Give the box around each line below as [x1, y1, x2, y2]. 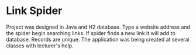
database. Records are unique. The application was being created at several [6, 36, 190, 43]
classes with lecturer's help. [6, 42, 74, 49]
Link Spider [6, 4, 63, 18]
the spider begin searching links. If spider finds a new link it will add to [6, 29, 176, 36]
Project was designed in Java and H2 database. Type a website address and [6, 23, 190, 30]
